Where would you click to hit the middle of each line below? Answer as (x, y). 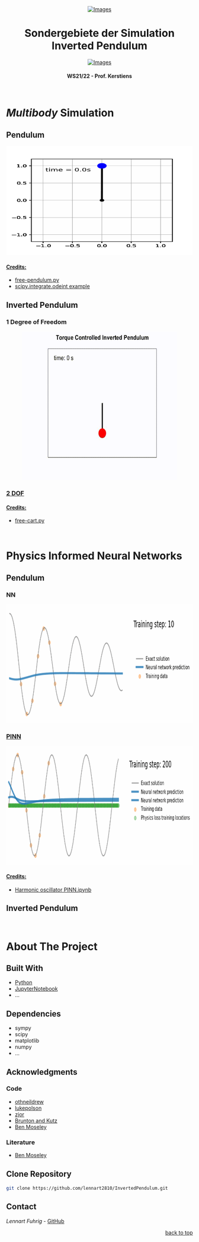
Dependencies (33, 1014)
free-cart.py (30, 521)
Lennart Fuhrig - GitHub (35, 1221)
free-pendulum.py (37, 280)
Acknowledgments (42, 1072)
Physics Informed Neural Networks (94, 556)
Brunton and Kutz (36, 1120)
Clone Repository (39, 1174)
